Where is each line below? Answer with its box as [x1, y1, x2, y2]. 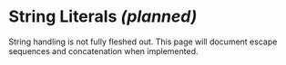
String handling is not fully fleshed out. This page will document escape [8, 36, 278, 47]
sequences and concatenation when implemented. [8, 45, 199, 56]
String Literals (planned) [8, 6, 198, 27]
